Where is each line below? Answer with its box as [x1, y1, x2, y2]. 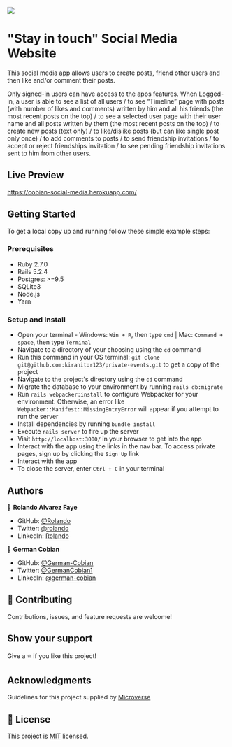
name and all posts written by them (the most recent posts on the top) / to [7, 119, 220, 127]
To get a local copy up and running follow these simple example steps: [7, 227, 210, 235]
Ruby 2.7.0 [17, 259, 48, 269]
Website [7, 45, 57, 62]
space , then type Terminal [17, 338, 92, 346]
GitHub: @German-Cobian [17, 558, 94, 567]
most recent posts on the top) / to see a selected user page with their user [7, 112, 222, 120]
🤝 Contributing [7, 594, 73, 606]
